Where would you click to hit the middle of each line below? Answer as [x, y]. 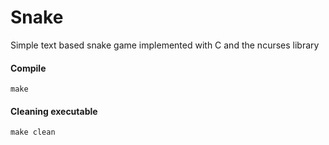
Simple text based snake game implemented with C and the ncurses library [165, 45]
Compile [28, 68]
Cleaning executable [54, 111]
